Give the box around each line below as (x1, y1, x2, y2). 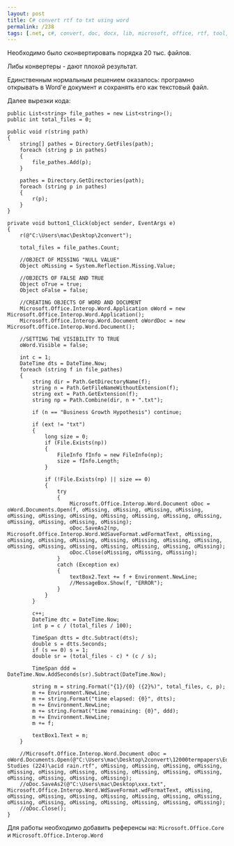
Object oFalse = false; (19, 287, 89, 294)
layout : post (7, 10, 45, 17)
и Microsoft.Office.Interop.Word (7, 831, 103, 840)
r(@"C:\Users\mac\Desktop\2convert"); (19, 232, 132, 239)
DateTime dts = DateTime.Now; (19, 360, 108, 367)
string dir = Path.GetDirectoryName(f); (32, 378, 151, 385)
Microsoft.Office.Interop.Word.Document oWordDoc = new (19, 318, 186, 325)
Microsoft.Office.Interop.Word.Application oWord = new (19, 305, 186, 312)
